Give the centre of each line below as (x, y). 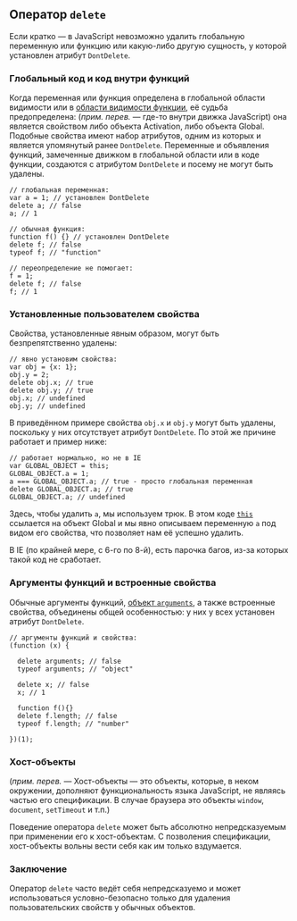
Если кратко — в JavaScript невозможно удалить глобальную (127, 36)
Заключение (38, 868)
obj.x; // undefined (48, 398)
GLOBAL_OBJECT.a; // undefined (67, 498)
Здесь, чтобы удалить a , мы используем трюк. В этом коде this (131, 514)
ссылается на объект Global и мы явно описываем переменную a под (143, 523)
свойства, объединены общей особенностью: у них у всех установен (142, 612)
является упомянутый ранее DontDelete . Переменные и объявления (139, 146)
